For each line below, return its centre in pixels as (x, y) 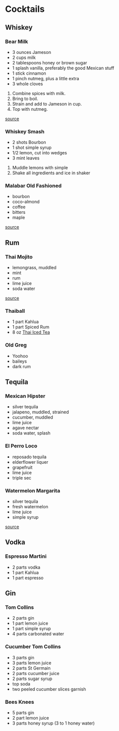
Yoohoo (20, 356)
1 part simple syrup (31, 629)
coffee (19, 207)
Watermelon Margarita (33, 490)
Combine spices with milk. (39, 93)
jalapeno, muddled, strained (40, 412)
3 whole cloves (28, 84)
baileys (19, 361)
